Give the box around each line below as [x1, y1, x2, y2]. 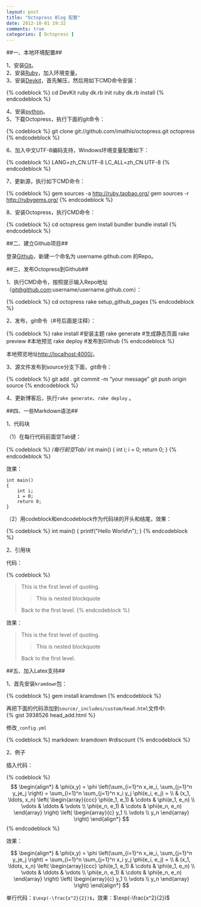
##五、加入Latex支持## [6, 668, 65, 675]
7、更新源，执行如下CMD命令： [6, 178, 86, 185]
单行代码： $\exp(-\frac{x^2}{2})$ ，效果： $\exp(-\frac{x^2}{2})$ [6, 894, 170, 902]
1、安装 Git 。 [6, 62, 37, 69]
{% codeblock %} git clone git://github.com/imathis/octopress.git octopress [6, 128, 195, 135]
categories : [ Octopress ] [6, 32, 74, 38]
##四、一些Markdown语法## [6, 407, 78, 415]
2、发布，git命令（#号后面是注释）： [6, 317, 96, 324]
